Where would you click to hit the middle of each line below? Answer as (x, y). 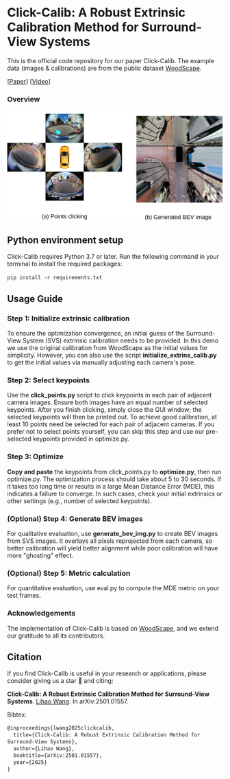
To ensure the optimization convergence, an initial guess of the (96, 334)
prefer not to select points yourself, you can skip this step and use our (106, 432)
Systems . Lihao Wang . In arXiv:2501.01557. (68, 701)
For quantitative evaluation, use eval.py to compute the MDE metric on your (113, 588)
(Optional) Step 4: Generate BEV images (75, 518)
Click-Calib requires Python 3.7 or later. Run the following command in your (113, 257)
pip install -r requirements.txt (55, 278)
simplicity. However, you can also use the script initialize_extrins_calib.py (112, 356)
